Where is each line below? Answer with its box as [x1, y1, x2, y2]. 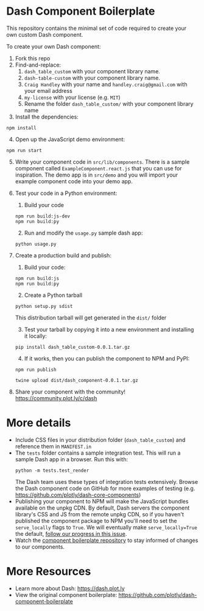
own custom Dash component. [6, 31, 83, 38]
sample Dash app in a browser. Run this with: [15, 455, 128, 463]
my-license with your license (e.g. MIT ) [24, 93, 121, 101]
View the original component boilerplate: [15, 591, 118, 598]
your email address [24, 87, 73, 94]
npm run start [6, 147, 43, 153]
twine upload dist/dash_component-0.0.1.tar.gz [15, 377, 138, 383]
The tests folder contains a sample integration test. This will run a [15, 449, 181, 456]
